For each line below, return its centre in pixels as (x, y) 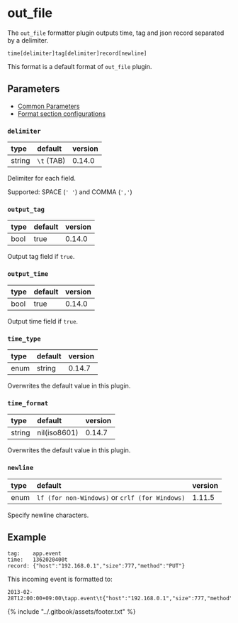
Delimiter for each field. (41, 179)
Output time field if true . (43, 321)
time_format (28, 403)
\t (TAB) (51, 161)
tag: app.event (34, 554)
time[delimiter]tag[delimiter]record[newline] (77, 53)
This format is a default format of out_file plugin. (80, 66)
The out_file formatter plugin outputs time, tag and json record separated (116, 33)
